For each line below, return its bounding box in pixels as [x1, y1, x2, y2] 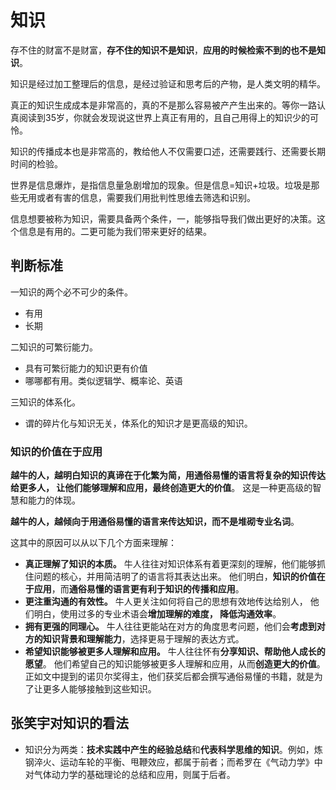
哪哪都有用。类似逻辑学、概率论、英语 [24, 374, 183, 386]
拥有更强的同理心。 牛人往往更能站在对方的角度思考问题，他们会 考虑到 [24, 621, 317, 633]
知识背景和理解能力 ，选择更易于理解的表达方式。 [42, 633, 245, 645]
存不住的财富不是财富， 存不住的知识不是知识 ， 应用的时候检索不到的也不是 [10, 44, 317, 56]
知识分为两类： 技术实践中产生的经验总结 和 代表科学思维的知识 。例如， [24, 743, 315, 755]
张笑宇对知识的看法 [10, 715, 129, 732]
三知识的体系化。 [10, 396, 81, 408]
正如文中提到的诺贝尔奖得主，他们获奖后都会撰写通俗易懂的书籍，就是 [24, 671, 315, 683]
